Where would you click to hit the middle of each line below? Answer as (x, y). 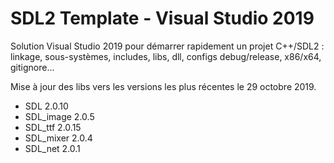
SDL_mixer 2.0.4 (58, 138)
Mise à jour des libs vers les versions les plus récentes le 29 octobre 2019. (163, 86)
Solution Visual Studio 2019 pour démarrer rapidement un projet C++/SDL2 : (167, 46)
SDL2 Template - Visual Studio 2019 (162, 18)
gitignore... (32, 67)
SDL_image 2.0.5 (59, 116)
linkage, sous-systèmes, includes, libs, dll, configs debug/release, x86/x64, (166, 56)
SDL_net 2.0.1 (52, 148)
